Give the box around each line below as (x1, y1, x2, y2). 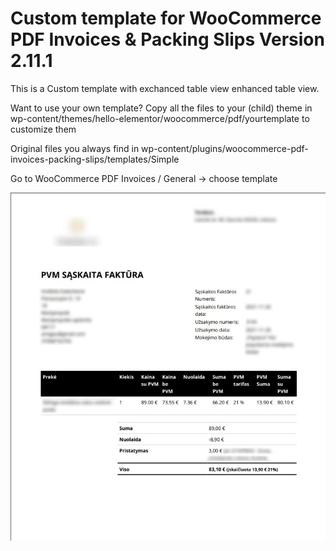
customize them (10, 123, 77, 135)
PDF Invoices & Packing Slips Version (10, 28, 325, 51)
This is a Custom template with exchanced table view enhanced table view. (10, 82, 320, 94)
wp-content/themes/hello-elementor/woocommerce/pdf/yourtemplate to (10, 112, 310, 124)
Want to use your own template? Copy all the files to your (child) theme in (10, 102, 313, 114)
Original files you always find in (10, 142, 140, 154)
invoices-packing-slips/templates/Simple (10, 153, 180, 165)
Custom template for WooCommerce (10, 7, 322, 30)
